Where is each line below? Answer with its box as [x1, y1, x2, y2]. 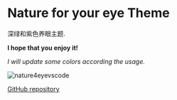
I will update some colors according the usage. [7, 57, 146, 65]
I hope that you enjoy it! [7, 43, 78, 52]
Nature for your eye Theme [7, 5, 170, 21]
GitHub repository [7, 84, 60, 93]
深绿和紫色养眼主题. [7, 29, 66, 38]
